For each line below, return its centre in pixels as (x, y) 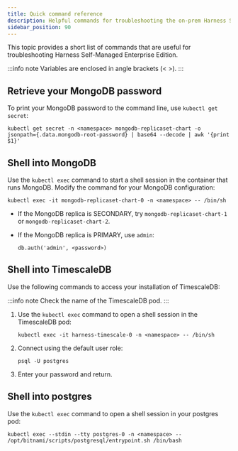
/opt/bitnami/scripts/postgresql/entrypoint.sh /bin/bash (95, 440)
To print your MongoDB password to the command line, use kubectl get (113, 108)
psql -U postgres (43, 361)
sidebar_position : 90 (39, 27)
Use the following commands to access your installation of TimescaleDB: (114, 287)
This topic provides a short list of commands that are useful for (99, 48)
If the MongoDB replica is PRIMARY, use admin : (86, 235)
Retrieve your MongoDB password (85, 91)
